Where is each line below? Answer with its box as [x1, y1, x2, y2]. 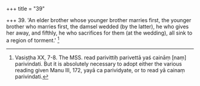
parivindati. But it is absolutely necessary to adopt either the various [14, 60, 182, 67]
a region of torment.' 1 [6, 36, 60, 44]
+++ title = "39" [6, 5, 45, 12]
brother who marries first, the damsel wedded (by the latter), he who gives [6, 23, 189, 30]
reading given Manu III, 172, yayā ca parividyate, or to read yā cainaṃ [14, 66, 186, 73]
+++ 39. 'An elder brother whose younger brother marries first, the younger [6, 17, 192, 23]
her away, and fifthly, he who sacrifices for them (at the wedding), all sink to [6, 29, 192, 36]
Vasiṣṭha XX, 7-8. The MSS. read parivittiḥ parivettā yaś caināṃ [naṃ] [14, 54, 186, 61]
